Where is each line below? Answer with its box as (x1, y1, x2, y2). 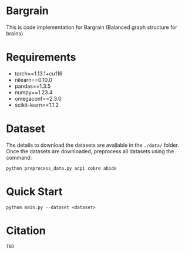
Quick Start (6, 185, 63, 198)
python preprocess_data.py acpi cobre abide (6, 165, 117, 171)
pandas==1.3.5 (14, 83, 51, 90)
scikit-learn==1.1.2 (14, 101, 59, 108)
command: (6, 154, 32, 161)
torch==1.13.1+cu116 (14, 70, 63, 77)
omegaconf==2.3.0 (14, 95, 62, 102)
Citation (6, 224, 46, 237)
